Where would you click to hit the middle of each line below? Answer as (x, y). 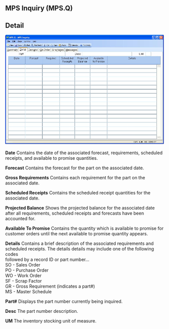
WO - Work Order (23, 275)
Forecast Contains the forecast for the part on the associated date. (75, 168)
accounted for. (20, 218)
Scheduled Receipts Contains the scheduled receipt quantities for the (78, 192)
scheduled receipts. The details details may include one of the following (80, 248)
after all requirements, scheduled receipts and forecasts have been (75, 213)
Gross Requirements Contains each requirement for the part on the (75, 177)
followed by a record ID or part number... (47, 259)
